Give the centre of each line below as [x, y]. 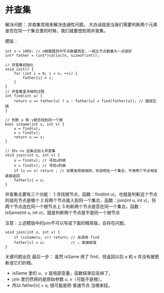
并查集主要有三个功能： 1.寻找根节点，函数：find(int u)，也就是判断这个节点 [81, 194]
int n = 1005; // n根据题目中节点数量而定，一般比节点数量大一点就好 [69, 51]
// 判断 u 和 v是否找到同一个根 [34, 120]
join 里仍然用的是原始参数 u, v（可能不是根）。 [58, 279]
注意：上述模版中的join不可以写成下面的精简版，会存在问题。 [67, 223]
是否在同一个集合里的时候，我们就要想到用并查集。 [57, 30]
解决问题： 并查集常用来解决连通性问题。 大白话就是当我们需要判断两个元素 [81, 24]
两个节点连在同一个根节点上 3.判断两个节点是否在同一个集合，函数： [74, 206]
